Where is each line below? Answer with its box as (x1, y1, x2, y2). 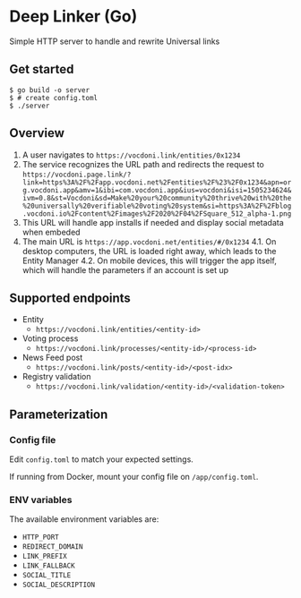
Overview (9, 125, 65, 141)
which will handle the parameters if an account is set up (21, 264, 229, 275)
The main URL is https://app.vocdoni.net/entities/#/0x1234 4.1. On (21, 235, 277, 247)
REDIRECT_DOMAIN (21, 542, 83, 551)
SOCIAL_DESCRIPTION (21, 580, 96, 590)
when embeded (21, 226, 81, 237)
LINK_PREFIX (21, 552, 67, 561)
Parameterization (9, 406, 108, 422)
